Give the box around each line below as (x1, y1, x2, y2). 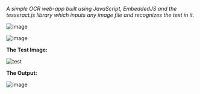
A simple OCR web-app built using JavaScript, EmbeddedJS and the (6, 5, 177, 12)
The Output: (6, 69, 37, 77)
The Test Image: (6, 46, 48, 53)
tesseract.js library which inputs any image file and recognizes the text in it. (6, 11, 195, 19)
